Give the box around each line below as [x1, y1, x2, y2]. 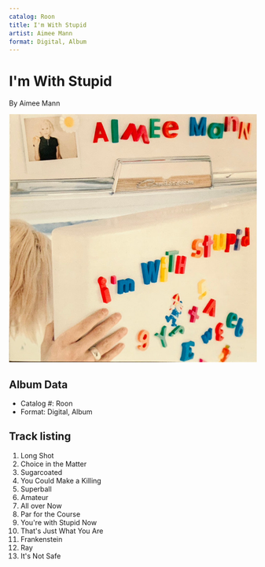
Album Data [9, 378, 68, 391]
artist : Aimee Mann [9, 29, 73, 37]
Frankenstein [20, 534, 63, 543]
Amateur [20, 492, 49, 502]
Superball [20, 484, 52, 494]
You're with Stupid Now [20, 517, 98, 527]
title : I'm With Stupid [9, 20, 87, 29]
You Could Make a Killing [20, 476, 101, 485]
